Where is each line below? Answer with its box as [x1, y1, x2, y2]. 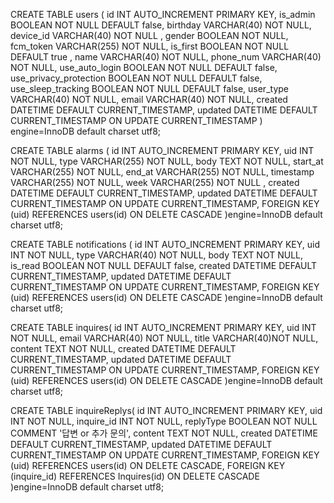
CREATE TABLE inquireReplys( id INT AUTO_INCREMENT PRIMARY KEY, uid [10, 405, 323, 416]
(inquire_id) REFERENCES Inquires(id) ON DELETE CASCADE [10, 470, 260, 482]
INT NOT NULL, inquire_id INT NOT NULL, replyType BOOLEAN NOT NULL [10, 415, 318, 427]
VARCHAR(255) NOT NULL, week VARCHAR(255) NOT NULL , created [10, 177, 300, 188]
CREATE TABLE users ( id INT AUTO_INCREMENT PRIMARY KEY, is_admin [10, 9, 316, 20]
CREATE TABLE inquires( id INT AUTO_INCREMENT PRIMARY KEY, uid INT [10, 322, 317, 333]
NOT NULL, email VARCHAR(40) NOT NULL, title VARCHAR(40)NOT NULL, [10, 332, 319, 344]
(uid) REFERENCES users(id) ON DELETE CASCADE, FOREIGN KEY [10, 460, 286, 471]
